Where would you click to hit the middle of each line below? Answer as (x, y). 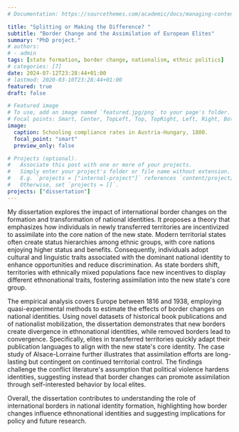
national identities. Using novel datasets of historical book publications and (117, 316)
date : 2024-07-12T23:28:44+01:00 (57, 73)
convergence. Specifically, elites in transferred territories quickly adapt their (119, 339)
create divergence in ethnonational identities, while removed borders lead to (119, 331)
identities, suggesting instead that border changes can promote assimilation (118, 376)
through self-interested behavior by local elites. (77, 384)
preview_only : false (44, 146)
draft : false (27, 93)
